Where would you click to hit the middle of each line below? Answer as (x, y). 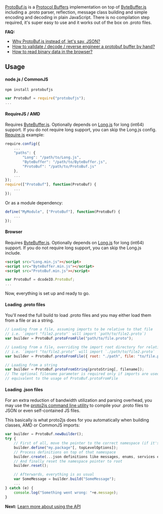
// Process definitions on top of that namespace (65, 452)
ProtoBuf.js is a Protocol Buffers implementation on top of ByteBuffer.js (76, 7)
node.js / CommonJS (27, 79)
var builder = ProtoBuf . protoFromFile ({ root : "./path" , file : (70, 356)
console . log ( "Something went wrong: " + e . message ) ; (66, 493)
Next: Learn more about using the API (43, 506)
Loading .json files (24, 389)
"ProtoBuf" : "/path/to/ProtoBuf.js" (59, 166)
